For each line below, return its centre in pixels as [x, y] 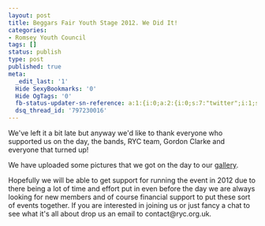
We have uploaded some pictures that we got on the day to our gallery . [123, 165]
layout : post [30, 15]
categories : [28, 30]
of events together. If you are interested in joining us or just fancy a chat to [129, 205]
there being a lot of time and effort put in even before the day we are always [132, 189]
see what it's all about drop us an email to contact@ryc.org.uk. [110, 214]
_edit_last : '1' [42, 81]
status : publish [35, 52]
